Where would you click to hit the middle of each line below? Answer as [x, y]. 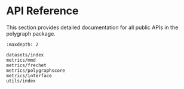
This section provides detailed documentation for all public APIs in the [92, 27]
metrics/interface [29, 75]
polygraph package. [31, 33]
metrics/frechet [26, 65]
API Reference [42, 11]
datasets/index [25, 55]
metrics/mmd [21, 60]
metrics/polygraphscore [36, 70]
